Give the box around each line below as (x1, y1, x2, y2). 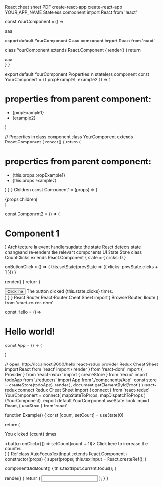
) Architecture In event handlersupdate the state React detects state (5, 244, 141, 250)
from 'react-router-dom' (5, 300, 54, 305)
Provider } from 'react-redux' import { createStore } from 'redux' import (5, 371, 148, 377)
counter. (5, 446, 22, 451)
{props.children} (5, 196, 38, 202)
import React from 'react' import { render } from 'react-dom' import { (5, 366, 143, 372)
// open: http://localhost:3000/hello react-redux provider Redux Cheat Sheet (5, 361, 158, 367)
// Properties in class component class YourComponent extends (5, 134, 133, 140)
